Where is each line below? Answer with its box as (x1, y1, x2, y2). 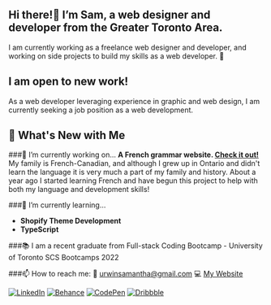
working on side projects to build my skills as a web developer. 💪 (8, 50, 225, 61)
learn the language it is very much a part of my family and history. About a (8, 168, 256, 177)
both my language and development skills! (8, 185, 150, 194)
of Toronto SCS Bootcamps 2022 (8, 253, 119, 263)
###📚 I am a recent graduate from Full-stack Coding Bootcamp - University (8, 241, 264, 251)
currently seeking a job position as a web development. (8, 105, 193, 115)
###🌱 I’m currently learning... (8, 200, 106, 210)
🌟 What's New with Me (8, 129, 126, 142)
